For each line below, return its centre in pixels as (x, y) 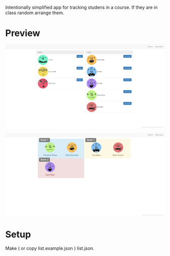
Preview (23, 33)
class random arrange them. (35, 13)
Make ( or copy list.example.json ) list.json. (50, 248)
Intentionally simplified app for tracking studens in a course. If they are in (82, 7)
